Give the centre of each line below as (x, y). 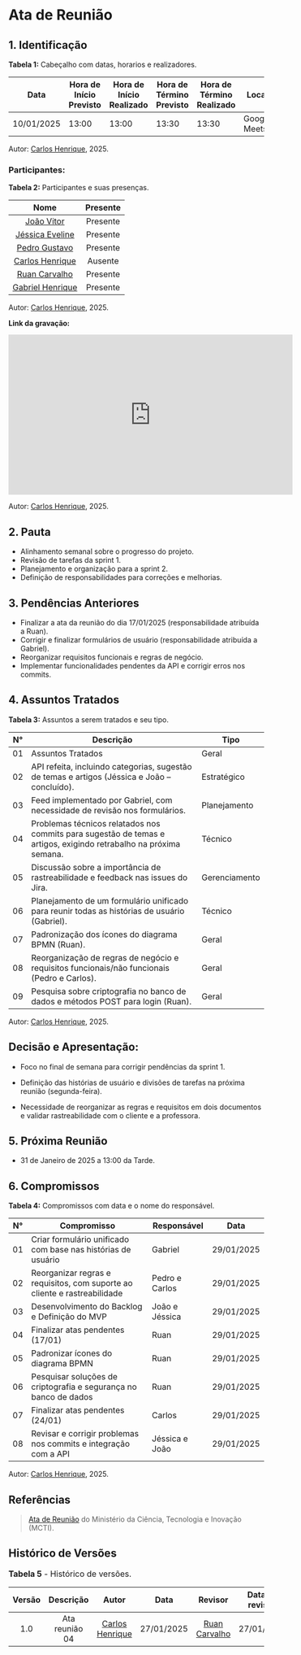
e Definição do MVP (69, 1317)
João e (165, 1307)
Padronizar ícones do (72, 1353)
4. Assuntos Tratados (64, 700)
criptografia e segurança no (84, 1387)
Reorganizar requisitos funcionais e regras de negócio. (112, 657)
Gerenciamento (231, 878)
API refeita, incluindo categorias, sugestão (112, 766)
